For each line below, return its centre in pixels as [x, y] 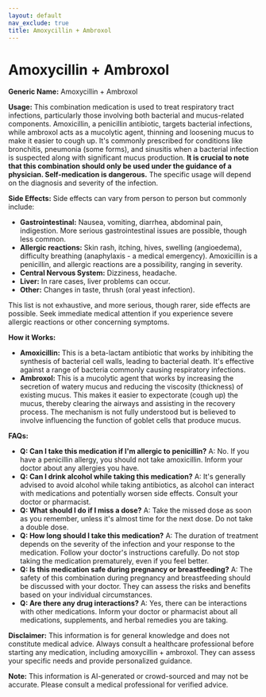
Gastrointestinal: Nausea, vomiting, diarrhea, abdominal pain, [121, 223]
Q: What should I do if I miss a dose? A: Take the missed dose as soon [135, 510]
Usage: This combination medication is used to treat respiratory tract [121, 107]
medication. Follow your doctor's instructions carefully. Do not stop [129, 552]
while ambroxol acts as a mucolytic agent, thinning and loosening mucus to [131, 133]
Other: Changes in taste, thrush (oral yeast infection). [107, 290]
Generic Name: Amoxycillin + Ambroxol [73, 91]
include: [21, 207]
